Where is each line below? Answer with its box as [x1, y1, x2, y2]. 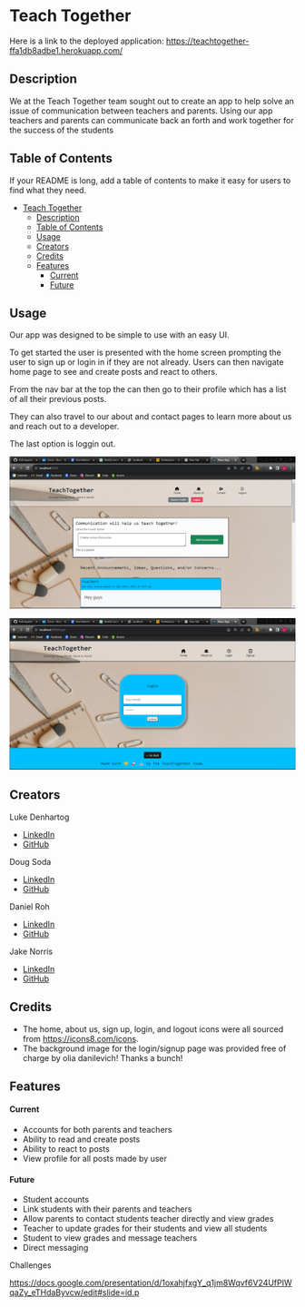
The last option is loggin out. [9, 438, 116, 449]
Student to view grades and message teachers [22, 1233, 198, 1243]
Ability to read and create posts [22, 1134, 141, 1145]
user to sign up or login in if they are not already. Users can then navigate [9, 357, 284, 368]
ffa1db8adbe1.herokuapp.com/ [9, 44, 123, 55]
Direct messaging [22, 1243, 89, 1253]
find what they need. [9, 184, 87, 195]
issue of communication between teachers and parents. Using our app [9, 105, 273, 116]
